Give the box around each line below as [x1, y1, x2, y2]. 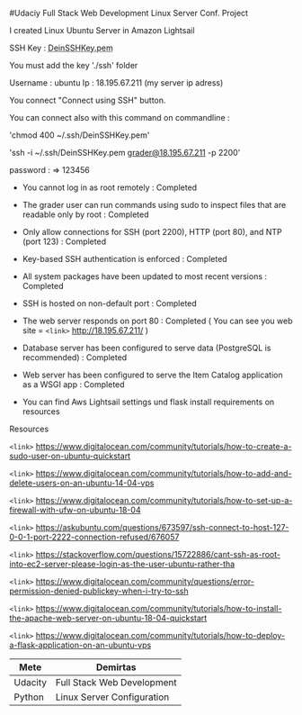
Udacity [13, 676, 48, 688]
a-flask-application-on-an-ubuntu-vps [9, 639, 152, 650]
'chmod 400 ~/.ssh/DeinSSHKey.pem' [9, 130, 150, 140]
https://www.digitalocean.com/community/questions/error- [35, 576, 254, 586]
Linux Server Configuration [55, 691, 170, 703]
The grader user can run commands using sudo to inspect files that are [22, 200, 287, 210]
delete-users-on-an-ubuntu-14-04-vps [9, 477, 155, 488]
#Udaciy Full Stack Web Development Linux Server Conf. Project [9, 8, 249, 18]
